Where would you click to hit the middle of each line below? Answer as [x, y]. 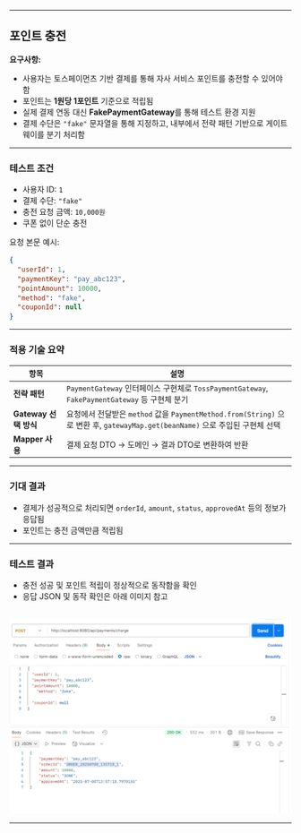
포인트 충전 [38, 36]
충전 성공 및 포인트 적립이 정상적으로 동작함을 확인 [109, 585]
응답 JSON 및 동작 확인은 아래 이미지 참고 [95, 596]
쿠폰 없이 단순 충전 [55, 223]
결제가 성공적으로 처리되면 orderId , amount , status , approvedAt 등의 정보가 [154, 508]
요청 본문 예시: [34, 242]
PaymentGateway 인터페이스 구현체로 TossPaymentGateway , [168, 388]
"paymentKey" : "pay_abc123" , [72, 279]
